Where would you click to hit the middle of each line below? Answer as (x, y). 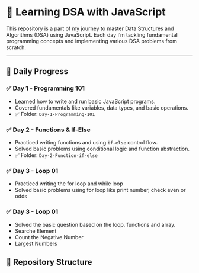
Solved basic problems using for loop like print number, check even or (100, 190)
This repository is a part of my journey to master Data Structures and (90, 28)
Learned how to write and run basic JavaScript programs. (85, 101)
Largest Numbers (36, 243)
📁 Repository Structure (49, 262)
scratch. (16, 47)
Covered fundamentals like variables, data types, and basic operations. (101, 107)
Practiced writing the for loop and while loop (69, 184)
